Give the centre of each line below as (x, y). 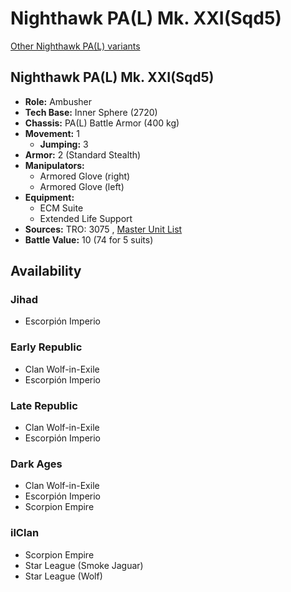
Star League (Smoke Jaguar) (84, 565)
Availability (46, 271)
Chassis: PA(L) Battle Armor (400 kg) (102, 123)
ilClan (25, 533)
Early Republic (46, 347)
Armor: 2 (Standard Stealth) (83, 154)
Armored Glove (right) (85, 176)
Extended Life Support (86, 218)
